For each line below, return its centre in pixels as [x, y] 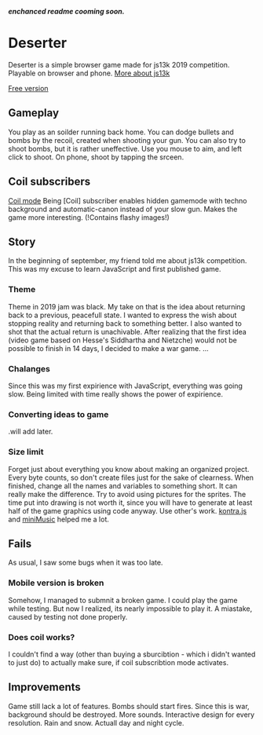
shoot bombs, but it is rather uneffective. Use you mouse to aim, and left [125, 148]
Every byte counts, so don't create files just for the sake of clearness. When [131, 477]
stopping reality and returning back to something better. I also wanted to [125, 323]
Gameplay [34, 113]
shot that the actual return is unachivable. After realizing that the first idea [128, 331]
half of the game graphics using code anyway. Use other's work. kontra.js [128, 510]
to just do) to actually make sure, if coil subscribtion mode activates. [119, 662]
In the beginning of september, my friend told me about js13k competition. [128, 261]
